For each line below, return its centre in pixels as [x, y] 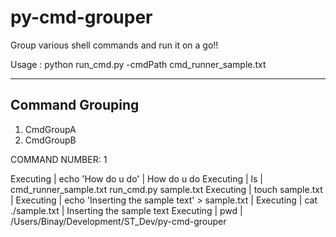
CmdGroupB [50, 140]
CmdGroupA [50, 129]
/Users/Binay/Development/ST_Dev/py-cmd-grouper [118, 221]
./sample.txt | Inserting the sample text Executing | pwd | [126, 210]
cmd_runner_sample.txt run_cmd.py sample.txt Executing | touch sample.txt [166, 189]
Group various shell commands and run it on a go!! [114, 45]
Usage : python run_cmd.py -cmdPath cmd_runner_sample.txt [138, 64]
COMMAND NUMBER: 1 [59, 159]
